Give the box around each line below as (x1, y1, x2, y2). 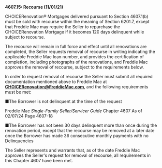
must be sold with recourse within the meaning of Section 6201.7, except (5, 19, 150, 24)
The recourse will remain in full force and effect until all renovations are (5, 44, 147, 49)
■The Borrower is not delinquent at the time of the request (5, 99, 122, 104)
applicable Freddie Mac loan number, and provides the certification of (5, 54, 144, 60)
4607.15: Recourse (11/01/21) (5, 4, 64, 10)
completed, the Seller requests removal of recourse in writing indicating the (5, 49, 156, 54)
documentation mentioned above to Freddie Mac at (5, 79, 107, 84)
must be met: (5, 89, 31, 95)
